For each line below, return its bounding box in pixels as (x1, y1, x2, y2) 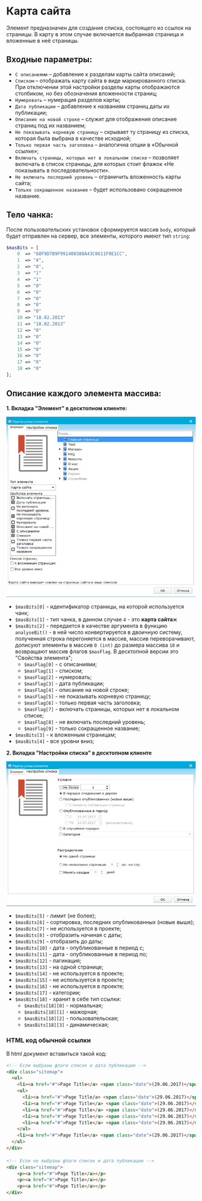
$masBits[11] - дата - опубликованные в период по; (14, 951, 148, 958)
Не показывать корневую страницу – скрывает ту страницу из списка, (14, 128, 189, 135)
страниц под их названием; (14, 122, 86, 129)
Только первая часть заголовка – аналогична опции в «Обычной (14, 141, 179, 148)
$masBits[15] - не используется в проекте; (14, 976, 124, 984)
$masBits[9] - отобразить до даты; (14, 938, 103, 945)
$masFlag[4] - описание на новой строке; (23, 686, 129, 693)
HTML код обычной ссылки (6, 1036, 91, 1045)
